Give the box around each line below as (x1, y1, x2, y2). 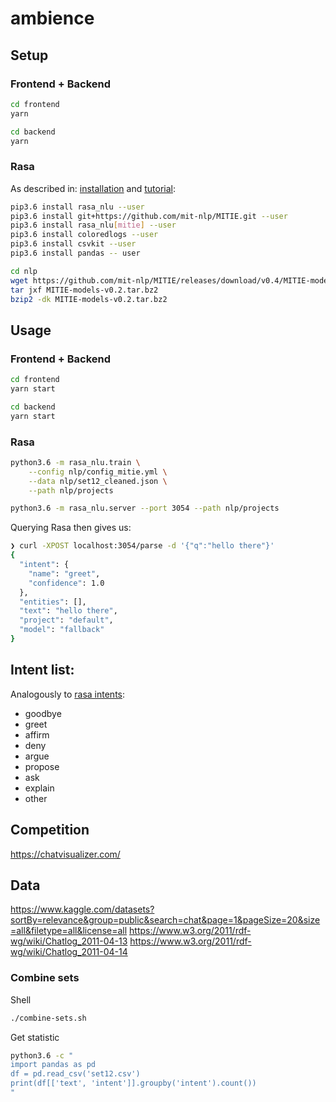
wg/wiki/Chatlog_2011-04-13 (10, 935, 128, 947)
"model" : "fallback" (19, 625, 105, 635)
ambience (10, 7, 95, 30)
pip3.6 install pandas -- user (10, 248, 141, 259)
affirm (24, 728, 50, 741)
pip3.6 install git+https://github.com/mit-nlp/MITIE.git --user (10, 211, 288, 221)
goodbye (24, 707, 62, 719)
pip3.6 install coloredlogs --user (10, 230, 159, 240)
